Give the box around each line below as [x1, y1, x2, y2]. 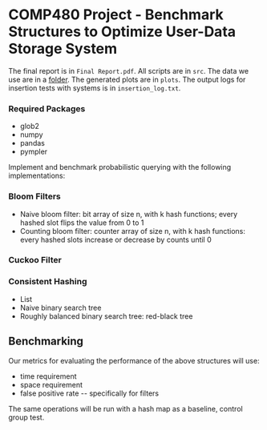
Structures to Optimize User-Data [8, 22, 237, 41]
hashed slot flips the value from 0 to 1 [19, 218, 144, 227]
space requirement [19, 380, 83, 389]
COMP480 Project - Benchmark [8, 6, 225, 24]
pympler [19, 147, 48, 157]
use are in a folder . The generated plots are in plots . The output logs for [8, 74, 246, 84]
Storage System [8, 40, 118, 58]
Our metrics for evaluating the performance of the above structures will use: [8, 356, 260, 365]
